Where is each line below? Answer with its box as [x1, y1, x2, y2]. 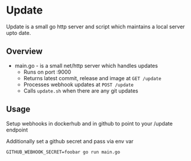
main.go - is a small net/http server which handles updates [14, 62, 158, 69]
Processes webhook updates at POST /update [23, 81, 134, 88]
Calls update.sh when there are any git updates [23, 87, 138, 94]
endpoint [6, 126, 28, 133]
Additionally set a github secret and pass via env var [6, 137, 134, 144]
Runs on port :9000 [23, 68, 72, 75]
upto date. [6, 29, 31, 36]
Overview [6, 47, 43, 57]
